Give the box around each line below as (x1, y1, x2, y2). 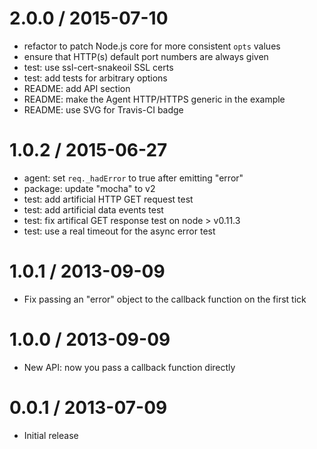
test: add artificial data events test (23, 203, 164, 216)
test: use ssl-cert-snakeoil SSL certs (23, 61, 174, 73)
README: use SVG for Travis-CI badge (23, 103, 184, 116)
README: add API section (23, 82, 131, 94)
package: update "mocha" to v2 (23, 182, 156, 194)
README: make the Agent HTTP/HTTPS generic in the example (23, 93, 286, 105)
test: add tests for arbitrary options (23, 72, 168, 84)
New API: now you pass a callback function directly (23, 361, 236, 373)
